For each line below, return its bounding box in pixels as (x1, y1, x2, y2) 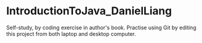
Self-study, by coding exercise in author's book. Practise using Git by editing (6, 24, 197, 31)
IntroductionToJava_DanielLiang (6, 4, 172, 18)
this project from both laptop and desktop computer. (6, 30, 136, 37)
